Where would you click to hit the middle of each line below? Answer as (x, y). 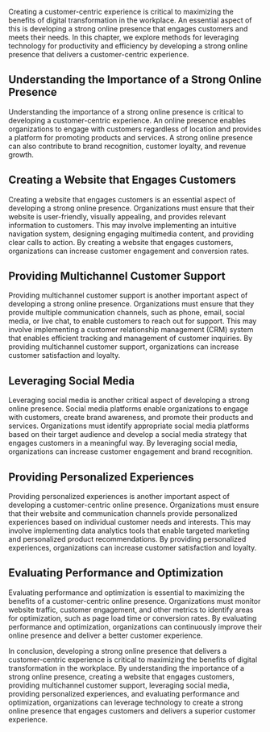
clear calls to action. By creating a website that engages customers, (121, 242)
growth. (21, 154)
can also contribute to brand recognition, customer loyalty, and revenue (127, 146)
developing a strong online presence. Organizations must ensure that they (131, 304)
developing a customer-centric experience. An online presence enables (127, 120)
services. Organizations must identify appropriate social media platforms (129, 426)
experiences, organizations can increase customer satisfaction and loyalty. (133, 548)
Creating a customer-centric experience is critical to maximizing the (121, 12)
